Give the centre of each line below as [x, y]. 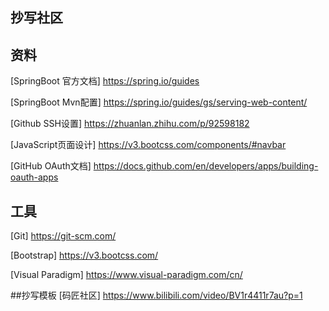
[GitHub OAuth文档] [51, 166]
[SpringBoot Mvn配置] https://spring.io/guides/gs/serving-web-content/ [159, 102]
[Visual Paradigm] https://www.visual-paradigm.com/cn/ [126, 275]
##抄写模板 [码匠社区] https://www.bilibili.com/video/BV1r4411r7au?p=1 [156, 295]
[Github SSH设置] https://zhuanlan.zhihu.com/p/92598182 [130, 124]
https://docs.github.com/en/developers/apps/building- [206, 166]
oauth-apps [34, 177]
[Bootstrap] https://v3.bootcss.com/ [84, 255]
